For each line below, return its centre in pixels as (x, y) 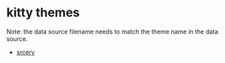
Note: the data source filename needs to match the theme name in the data (113, 32)
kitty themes (43, 13)
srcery (25, 52)
